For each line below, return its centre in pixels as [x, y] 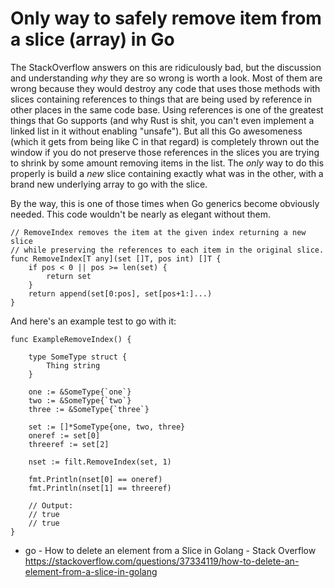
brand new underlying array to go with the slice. [109, 184]
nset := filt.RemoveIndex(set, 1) [100, 462]
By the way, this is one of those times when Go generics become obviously [165, 203]
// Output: [51, 505]
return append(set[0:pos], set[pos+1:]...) [120, 293]
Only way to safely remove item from [166, 18]
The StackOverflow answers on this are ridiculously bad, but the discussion [166, 67]
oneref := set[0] [64, 435]
